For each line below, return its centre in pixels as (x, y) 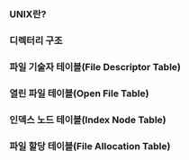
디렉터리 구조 (36, 40)
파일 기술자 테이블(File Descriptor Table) (95, 67)
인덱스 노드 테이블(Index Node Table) (88, 120)
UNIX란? (28, 13)
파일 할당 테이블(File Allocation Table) (90, 146)
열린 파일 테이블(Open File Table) (79, 93)
